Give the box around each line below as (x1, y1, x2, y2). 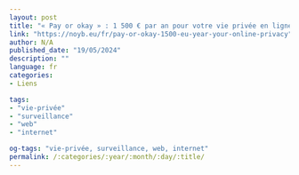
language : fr (9, 63, 58, 72)
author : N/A (9, 37, 53, 47)
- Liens (9, 79, 38, 88)
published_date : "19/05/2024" (9, 46, 122, 55)
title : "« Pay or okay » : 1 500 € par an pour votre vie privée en (9, 21, 269, 30)
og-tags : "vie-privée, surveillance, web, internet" (9, 144, 209, 154)
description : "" (9, 54, 69, 63)
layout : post (9, 12, 58, 22)
